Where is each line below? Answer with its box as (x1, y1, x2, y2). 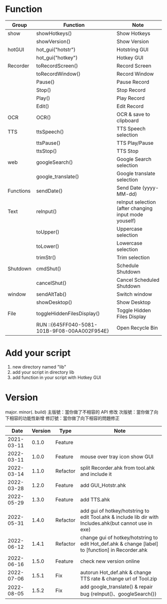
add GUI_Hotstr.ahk (80, 482, 126, 488)
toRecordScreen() (36, 62, 79, 69)
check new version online (80, 558, 140, 565)
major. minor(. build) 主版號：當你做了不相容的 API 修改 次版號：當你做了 (5, 409, 154, 415)
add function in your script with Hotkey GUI (12, 374, 101, 380)
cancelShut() (36, 279, 67, 286)
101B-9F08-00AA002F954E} (36, 327, 109, 334)
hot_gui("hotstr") (36, 46, 76, 53)
